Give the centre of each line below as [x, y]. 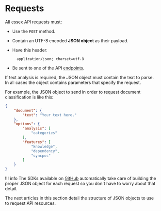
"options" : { [27, 124]
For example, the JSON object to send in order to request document [73, 92]
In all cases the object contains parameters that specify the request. [73, 82]
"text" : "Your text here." [50, 115]
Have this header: [30, 50]
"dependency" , [45, 151]
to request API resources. [31, 203]
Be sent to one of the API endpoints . [48, 68]
